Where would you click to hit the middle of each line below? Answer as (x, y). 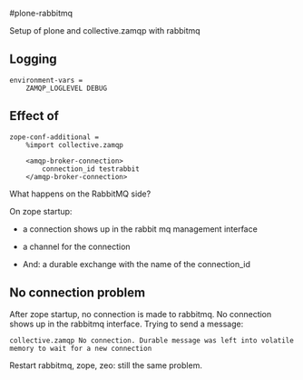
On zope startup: (41, 211)
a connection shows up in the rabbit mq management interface (140, 229)
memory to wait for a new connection (81, 349)
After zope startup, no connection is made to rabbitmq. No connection (141, 315)
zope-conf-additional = (54, 137)
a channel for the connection (76, 246)
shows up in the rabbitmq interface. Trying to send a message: (127, 324)
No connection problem (78, 293)
